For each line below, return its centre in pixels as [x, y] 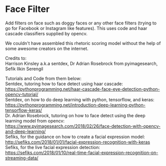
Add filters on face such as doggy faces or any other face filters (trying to [81, 23]
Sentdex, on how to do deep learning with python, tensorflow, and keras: [80, 99]
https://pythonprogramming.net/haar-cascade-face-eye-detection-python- [83, 89]
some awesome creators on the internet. [47, 48]
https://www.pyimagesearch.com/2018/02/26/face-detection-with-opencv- [83, 126]
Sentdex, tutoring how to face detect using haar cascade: [64, 84]
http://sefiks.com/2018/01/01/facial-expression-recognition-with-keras [78, 142]
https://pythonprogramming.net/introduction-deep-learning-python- [75, 105]
